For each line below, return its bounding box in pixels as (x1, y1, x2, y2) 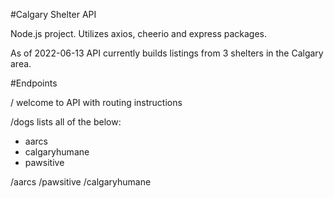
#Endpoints (10, 77, 58, 89)
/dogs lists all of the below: (10, 116, 122, 128)
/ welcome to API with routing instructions (10, 97, 183, 108)
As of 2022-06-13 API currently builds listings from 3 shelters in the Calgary (10, 47, 324, 59)
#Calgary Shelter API (10, 9, 97, 20)
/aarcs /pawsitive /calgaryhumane (10, 176, 152, 188)
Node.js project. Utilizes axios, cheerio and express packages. (10, 28, 268, 39)
